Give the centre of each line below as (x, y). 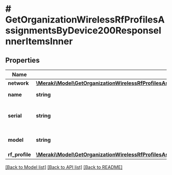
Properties (23, 60)
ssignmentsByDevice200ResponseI (83, 31)
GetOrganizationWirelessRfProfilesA (85, 20)
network (18, 83)
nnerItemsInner (39, 42)
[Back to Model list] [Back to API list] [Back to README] (64, 167)
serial (15, 116)
